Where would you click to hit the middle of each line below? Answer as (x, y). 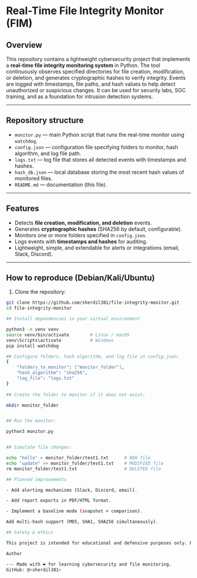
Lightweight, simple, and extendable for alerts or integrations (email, (97, 247)
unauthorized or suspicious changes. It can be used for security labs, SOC (96, 90)
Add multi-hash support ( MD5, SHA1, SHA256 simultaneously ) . (82, 522)
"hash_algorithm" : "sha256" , (52, 373)
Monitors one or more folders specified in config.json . (81, 235)
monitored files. (33, 178)
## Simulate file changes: (39, 448)
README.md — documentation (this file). (61, 184)
